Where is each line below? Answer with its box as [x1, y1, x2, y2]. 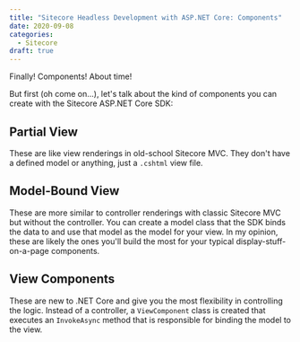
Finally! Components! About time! [9, 71, 133, 82]
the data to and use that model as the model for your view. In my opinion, [9, 226, 279, 237]
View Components [9, 271, 116, 287]
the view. [9, 324, 43, 335]
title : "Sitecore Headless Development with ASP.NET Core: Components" [9, 13, 282, 22]
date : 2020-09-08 [9, 22, 74, 31]
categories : [9, 30, 54, 39]
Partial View [9, 124, 79, 139]
